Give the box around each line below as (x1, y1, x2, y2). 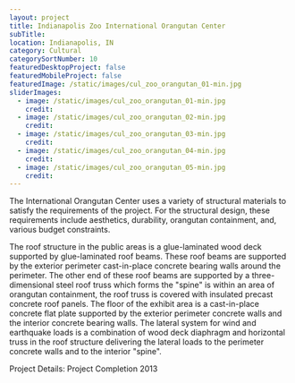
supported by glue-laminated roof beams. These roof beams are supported (9, 251, 287, 262)
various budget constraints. (9, 225, 111, 235)
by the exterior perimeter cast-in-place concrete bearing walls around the (9, 260, 282, 271)
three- (251, 270, 275, 281)
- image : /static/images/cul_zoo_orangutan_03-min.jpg (17, 130, 226, 139)
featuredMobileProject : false (9, 72, 122, 81)
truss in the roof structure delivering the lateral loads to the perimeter (9, 336, 265, 347)
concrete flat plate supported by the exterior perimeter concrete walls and (9, 308, 282, 319)
